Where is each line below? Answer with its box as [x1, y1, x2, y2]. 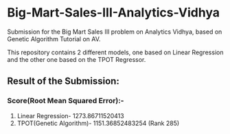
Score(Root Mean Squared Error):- [7, 96, 124, 106]
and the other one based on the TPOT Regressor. [7, 55, 146, 63]
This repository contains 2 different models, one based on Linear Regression [7, 48, 224, 56]
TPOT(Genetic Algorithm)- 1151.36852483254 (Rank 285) [16, 119, 180, 127]
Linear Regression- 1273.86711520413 [16, 111, 125, 120]
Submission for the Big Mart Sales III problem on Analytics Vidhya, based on [7, 27, 222, 36]
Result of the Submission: [7, 76, 120, 87]
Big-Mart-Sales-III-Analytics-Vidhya [7, 5, 220, 21]
